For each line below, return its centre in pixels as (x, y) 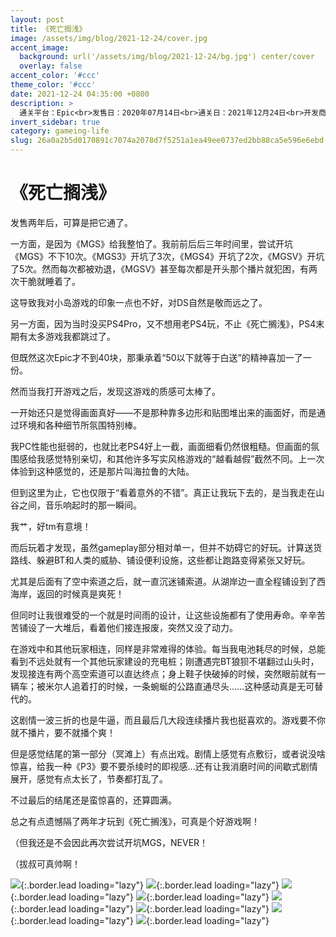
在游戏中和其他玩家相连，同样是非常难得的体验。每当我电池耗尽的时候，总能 (168, 648)
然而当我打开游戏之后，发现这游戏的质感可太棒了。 (115, 391)
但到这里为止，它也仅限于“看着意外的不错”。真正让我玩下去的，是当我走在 (163, 492)
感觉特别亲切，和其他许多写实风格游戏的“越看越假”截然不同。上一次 (184, 458)
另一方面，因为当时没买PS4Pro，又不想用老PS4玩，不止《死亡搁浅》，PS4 (163, 323)
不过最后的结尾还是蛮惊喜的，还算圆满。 (93, 800)
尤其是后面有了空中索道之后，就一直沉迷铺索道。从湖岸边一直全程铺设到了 (163, 581)
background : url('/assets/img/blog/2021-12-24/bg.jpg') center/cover (167, 57)
